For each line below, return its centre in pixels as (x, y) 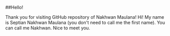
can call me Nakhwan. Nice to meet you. (48, 28)
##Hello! (14, 7)
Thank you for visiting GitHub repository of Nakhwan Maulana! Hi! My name (85, 17)
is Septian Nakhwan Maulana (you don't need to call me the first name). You (85, 23)
